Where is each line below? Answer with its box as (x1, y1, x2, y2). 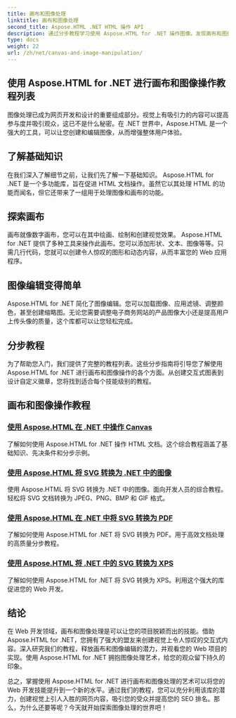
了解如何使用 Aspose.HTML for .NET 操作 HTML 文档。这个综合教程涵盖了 (7, 440, 222, 448)
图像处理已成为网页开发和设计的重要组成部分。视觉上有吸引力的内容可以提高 (7, 110, 229, 119)
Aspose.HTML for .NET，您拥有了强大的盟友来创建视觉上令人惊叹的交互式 (7, 636, 222, 644)
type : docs (7, 37, 39, 44)
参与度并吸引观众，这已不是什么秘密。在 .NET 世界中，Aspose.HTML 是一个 (7, 119, 228, 127)
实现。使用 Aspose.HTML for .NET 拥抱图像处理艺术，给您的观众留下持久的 (7, 653, 225, 662)
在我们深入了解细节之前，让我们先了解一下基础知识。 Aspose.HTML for (7, 170, 214, 179)
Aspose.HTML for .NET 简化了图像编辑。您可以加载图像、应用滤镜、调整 (7, 299, 218, 308)
